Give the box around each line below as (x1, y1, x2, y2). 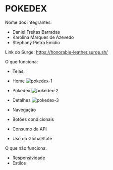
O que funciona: (5, 58, 38, 64)
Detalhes (12, 97, 31, 103)
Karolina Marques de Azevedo (12, 34, 74, 40)
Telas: (12, 68, 25, 74)
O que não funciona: (5, 145, 47, 151)
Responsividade (12, 155, 46, 161)
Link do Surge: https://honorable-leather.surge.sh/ (5, 49, 108, 55)
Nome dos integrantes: (5, 19, 52, 25)
